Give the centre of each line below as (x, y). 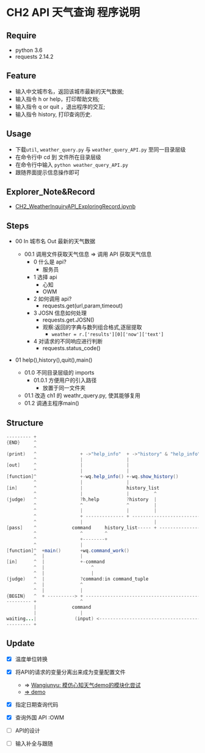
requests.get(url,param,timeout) (83, 306)
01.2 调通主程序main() (52, 403)
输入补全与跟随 (34, 743)
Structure (25, 423)
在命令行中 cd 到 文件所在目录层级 (58, 157)
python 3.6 (29, 50)
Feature (21, 76)
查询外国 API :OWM (40, 717)
